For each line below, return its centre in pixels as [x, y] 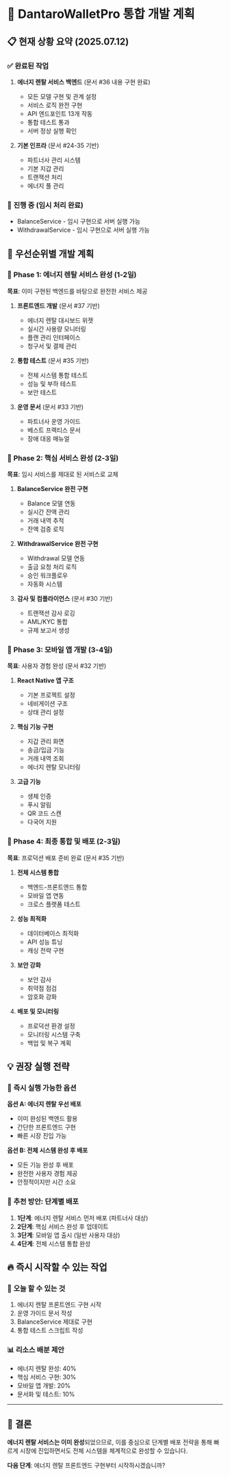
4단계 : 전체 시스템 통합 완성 [54, 1243]
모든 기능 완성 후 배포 [45, 1165]
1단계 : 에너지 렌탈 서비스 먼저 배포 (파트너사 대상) [82, 1217]
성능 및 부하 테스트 [52, 383]
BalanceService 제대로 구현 [54, 1322]
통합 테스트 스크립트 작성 [50, 1331]
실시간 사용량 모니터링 [57, 329]
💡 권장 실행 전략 [38, 1067]
